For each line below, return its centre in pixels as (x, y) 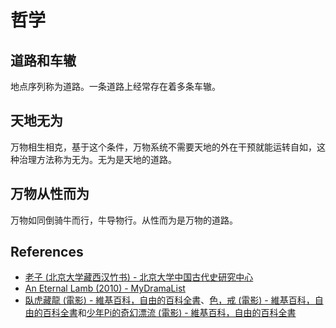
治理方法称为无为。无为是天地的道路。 (97, 159)
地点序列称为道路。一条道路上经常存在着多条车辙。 (115, 86)
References (47, 252)
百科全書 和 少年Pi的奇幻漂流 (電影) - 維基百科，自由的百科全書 (169, 313)
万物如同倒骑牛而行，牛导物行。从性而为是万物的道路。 (124, 220)
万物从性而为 (50, 194)
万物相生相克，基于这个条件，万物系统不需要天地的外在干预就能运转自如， (163, 147)
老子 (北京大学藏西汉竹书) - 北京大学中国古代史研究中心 (139, 277)
